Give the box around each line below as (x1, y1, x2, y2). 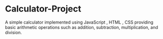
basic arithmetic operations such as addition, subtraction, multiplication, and (5, 24, 158, 30)
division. (5, 29, 22, 35)
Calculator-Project (5, 3, 81, 14)
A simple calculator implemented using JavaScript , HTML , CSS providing (5, 19, 154, 25)
